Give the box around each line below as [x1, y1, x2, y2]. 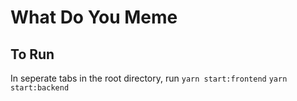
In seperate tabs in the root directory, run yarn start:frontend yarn [10, 72, 288, 84]
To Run [10, 46, 55, 63]
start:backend [10, 83, 70, 93]
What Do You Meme [10, 6, 178, 29]
